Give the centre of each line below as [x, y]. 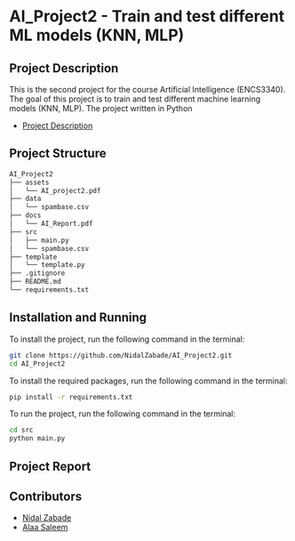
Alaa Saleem [45, 528]
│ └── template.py [48, 265]
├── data [25, 199]
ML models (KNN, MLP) [97, 35]
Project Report [50, 466]
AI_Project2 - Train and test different [147, 16]
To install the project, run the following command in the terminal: [127, 339]
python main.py [37, 439]
